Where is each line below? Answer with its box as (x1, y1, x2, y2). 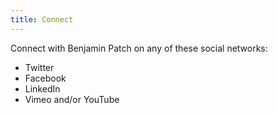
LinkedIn (24, 82, 61, 95)
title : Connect (10, 14, 74, 25)
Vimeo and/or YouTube (24, 93, 120, 105)
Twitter (24, 61, 55, 73)
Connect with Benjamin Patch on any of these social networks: (10, 42, 268, 54)
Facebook (24, 72, 67, 84)
